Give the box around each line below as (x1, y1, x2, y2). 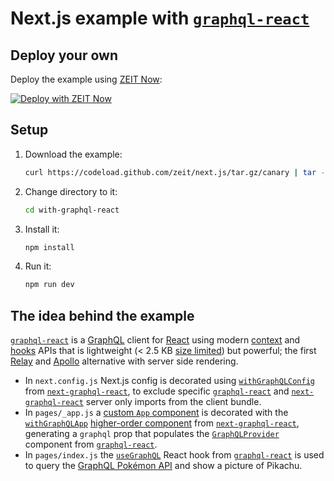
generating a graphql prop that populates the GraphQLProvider (24, 428, 280, 440)
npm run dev (24, 280, 75, 290)
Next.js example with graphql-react (10, 7, 310, 30)
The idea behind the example (10, 307, 195, 324)
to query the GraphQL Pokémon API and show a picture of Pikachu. (24, 460, 303, 472)
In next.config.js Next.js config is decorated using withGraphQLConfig (24, 375, 315, 387)
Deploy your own (10, 47, 118, 64)
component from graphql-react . (24, 438, 158, 451)
